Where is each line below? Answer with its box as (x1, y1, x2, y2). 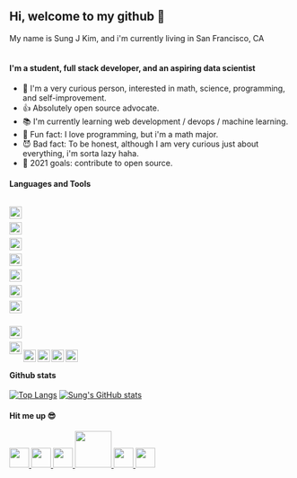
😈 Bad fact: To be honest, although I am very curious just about (22, 138, 259, 149)
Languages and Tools (9, 178, 92, 189)
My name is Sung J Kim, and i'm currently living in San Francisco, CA (9, 32, 265, 43)
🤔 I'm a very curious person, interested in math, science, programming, (22, 83, 285, 94)
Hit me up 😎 (9, 411, 57, 421)
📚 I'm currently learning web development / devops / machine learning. (22, 116, 289, 127)
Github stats (9, 369, 57, 380)
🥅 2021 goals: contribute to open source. (22, 158, 173, 169)
